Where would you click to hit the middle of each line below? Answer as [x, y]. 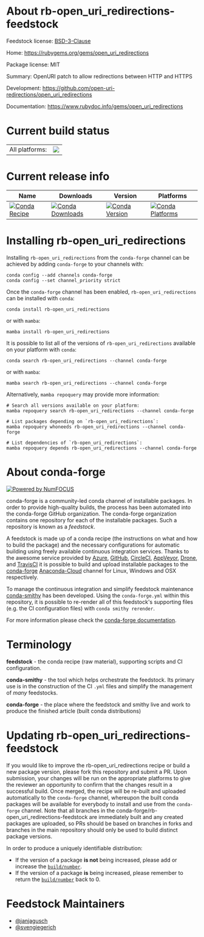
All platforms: [28, 149]
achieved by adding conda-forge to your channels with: [75, 264]
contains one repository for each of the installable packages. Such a [92, 520]
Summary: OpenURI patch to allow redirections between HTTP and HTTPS [99, 76]
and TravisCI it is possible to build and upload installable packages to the [97, 564]
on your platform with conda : [42, 349]
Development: [24, 88]
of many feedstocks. [32, 693]
